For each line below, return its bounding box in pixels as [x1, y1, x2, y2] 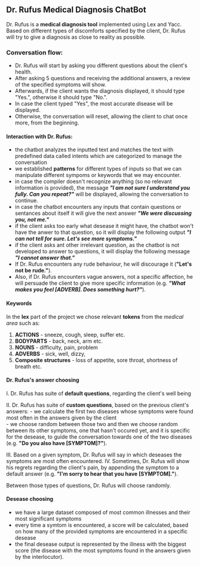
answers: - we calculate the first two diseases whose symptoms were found [6, 407, 194, 415]
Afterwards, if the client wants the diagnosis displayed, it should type [14, 87, 185, 95]
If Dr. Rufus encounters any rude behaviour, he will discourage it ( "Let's [14, 260, 192, 268]
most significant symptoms [14, 515, 82, 522]
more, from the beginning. [14, 119, 79, 126]
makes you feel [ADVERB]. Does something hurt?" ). [14, 286, 146, 293]
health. [14, 68, 32, 75]
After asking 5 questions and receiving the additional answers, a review [14, 75, 191, 82]
